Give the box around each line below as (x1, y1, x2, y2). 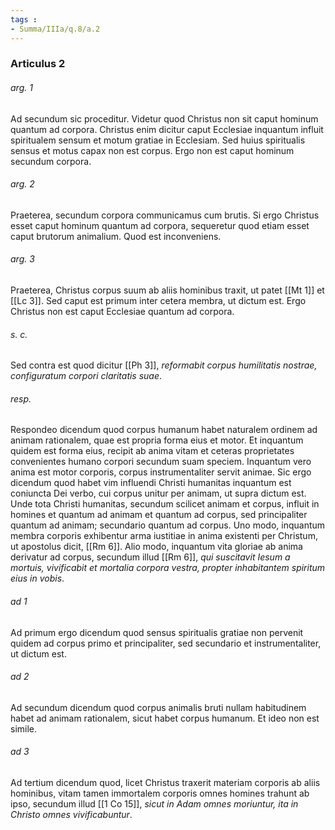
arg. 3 (10, 253, 35, 265)
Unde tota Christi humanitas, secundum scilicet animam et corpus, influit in (10, 498, 320, 510)
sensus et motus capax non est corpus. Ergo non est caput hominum (10, 144, 295, 156)
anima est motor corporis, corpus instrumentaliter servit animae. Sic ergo (10, 466, 312, 478)
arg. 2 (10, 178, 35, 190)
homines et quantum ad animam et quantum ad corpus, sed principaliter (10, 509, 308, 521)
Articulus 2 (10, 57, 66, 71)
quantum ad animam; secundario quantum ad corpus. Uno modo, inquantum (10, 519, 326, 531)
